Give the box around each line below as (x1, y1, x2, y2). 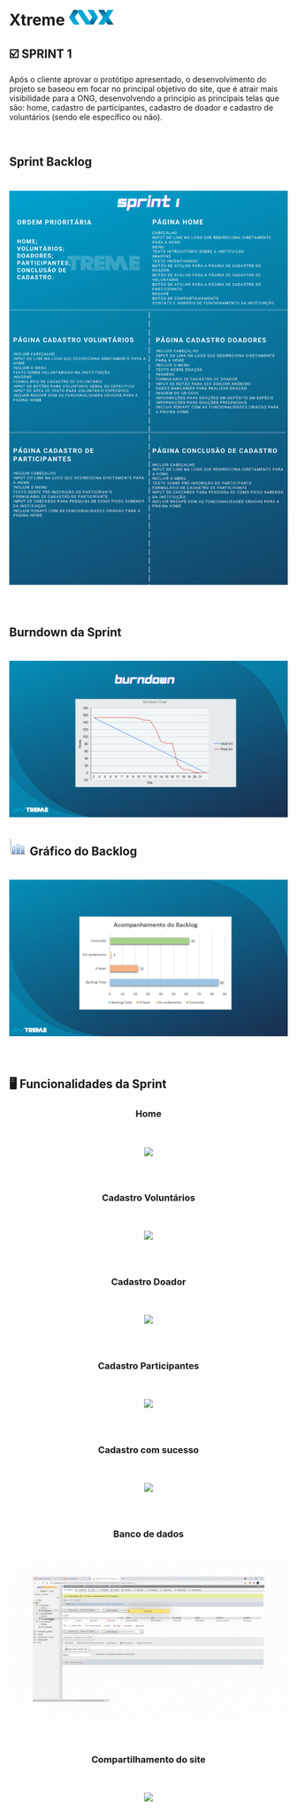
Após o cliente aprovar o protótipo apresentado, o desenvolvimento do (9, 74, 267, 84)
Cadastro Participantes (97, 1359, 200, 1371)
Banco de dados (113, 1527, 184, 1539)
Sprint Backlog (9, 155, 93, 170)
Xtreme (9, 10, 65, 30)
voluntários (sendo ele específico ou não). (9, 111, 164, 122)
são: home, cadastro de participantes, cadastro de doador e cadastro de (9, 103, 274, 112)
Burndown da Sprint (9, 625, 122, 640)
